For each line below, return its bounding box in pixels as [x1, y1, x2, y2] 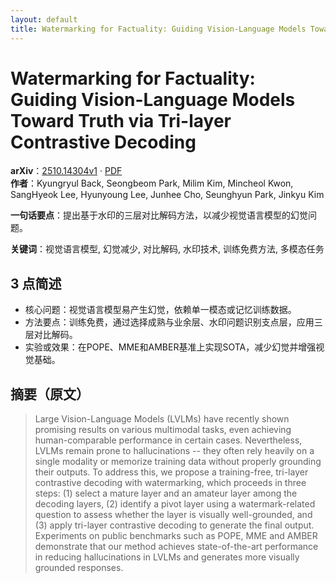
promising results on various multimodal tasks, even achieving [34, 424, 292, 436]
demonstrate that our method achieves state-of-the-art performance [34, 541, 319, 553]
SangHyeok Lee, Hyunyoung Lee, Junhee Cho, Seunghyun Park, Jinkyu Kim [10, 189, 325, 201]
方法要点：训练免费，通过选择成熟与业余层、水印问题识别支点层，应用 [24, 316, 315, 328]
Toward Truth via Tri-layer [10, 109, 232, 132]
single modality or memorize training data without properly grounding [34, 456, 322, 468]
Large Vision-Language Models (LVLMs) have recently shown [34, 413, 290, 425]
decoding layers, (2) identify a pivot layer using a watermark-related [34, 498, 316, 510]
